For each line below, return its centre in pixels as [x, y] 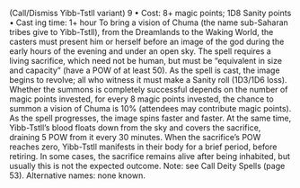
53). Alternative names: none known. [77, 175]
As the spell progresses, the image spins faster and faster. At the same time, [150, 118]
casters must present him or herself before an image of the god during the [147, 41]
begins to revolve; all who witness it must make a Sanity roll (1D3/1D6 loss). [148, 80]
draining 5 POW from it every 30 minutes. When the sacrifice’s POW [135, 137]
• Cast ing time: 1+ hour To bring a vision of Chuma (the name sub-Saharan [149, 22]
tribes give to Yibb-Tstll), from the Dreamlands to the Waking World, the [141, 32]
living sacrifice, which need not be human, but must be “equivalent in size [146, 61]
